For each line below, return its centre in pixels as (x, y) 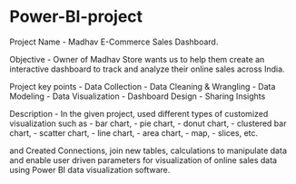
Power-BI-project (76, 17)
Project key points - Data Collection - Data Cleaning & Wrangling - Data (143, 86)
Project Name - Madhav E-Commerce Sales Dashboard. (114, 42)
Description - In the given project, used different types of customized (139, 113)
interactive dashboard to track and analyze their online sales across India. (147, 69)
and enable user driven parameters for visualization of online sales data (143, 160)
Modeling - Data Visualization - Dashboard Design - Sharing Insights (138, 96)
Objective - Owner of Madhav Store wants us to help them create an (137, 59)
